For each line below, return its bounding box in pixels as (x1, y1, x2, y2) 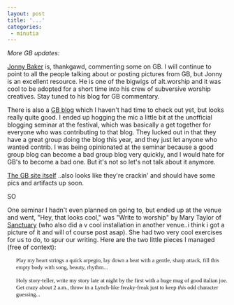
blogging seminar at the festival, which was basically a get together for (7, 120, 212, 129)
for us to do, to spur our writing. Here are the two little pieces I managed (7, 236, 215, 244)
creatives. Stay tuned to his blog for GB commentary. (7, 92, 160, 101)
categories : (7, 23, 42, 30)
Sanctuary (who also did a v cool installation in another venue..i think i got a (7, 221, 225, 229)
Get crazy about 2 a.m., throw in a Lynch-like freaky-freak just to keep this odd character (16, 284, 219, 291)
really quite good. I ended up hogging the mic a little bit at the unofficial (7, 113, 213, 122)
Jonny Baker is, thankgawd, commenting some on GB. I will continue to (7, 62, 212, 71)
